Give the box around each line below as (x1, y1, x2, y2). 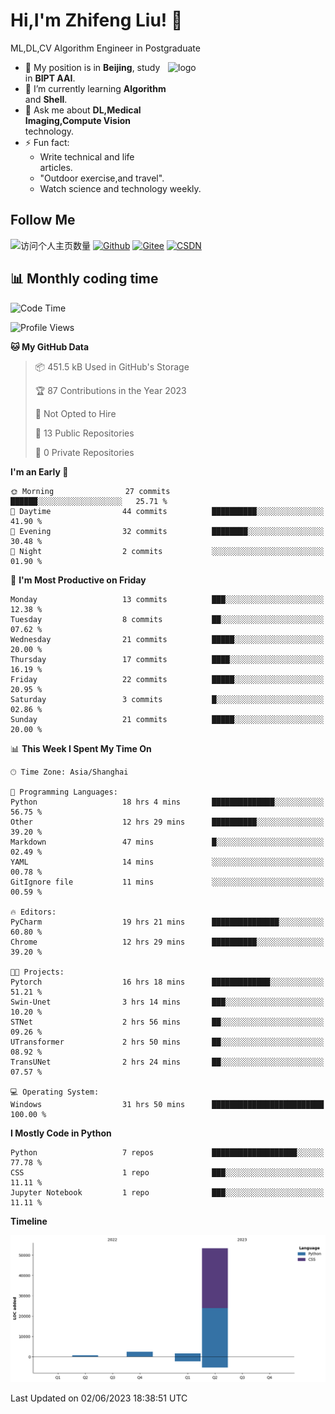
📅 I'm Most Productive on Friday (10, 574, 147, 586)
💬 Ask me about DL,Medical (24, 104, 142, 116)
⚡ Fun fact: (24, 136, 70, 148)
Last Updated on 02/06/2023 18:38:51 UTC (10, 1392, 188, 1404)
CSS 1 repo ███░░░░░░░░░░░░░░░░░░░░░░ (10, 1167, 325, 1178)
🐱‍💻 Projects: (10, 967, 65, 977)
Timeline (10, 1215, 48, 1227)
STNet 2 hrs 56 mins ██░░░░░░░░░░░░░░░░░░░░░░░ (10, 1017, 325, 1027)
